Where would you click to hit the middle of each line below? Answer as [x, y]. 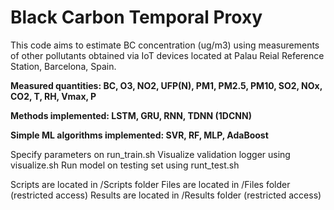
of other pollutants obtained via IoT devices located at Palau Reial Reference [167, 55]
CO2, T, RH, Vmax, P [53, 96]
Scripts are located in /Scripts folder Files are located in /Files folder [150, 184]
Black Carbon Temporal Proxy [136, 17]
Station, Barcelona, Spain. [63, 66]
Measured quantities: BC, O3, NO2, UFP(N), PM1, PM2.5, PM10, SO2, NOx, [166, 85]
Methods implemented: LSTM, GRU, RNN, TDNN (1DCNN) [131, 115]
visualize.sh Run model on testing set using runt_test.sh [125, 165]
